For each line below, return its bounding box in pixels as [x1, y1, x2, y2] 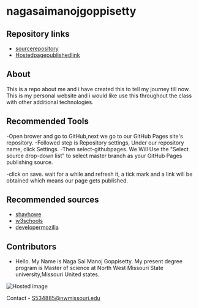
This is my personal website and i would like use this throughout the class [6, 92, 192, 99]
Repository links [6, 29, 70, 39]
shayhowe [15, 211, 42, 218]
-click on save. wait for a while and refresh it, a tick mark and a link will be [6, 170, 193, 178]
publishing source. [6, 158, 53, 166]
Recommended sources [6, 195, 99, 205]
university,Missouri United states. [15, 271, 100, 278]
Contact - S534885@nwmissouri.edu [6, 295, 101, 302]
